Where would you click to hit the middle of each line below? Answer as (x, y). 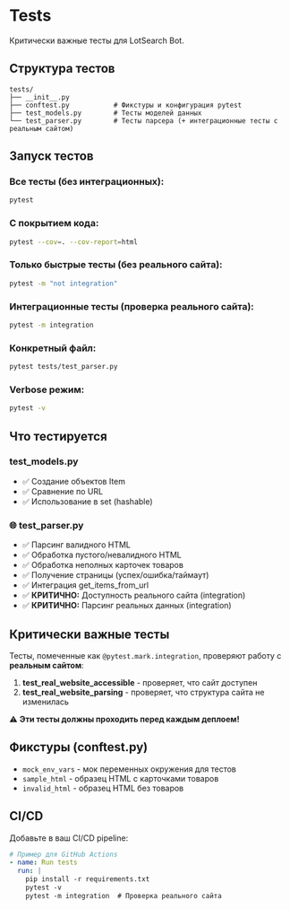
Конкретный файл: (53, 348)
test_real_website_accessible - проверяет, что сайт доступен (140, 682)
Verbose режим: (47, 389)
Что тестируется (58, 436)
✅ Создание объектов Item (74, 481)
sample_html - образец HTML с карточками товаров (120, 778)
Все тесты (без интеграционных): (87, 182)
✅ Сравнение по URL (63, 491)
